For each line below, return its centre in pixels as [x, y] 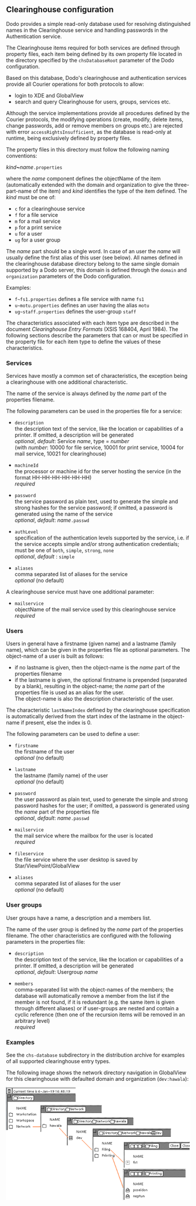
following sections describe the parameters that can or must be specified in [97, 335]
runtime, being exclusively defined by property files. [69, 138]
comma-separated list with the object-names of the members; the [94, 989]
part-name [19, 191]
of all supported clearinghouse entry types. [58, 1061]
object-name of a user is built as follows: [55, 656]
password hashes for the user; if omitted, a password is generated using [102, 806]
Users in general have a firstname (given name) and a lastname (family [91, 644]
